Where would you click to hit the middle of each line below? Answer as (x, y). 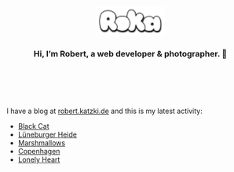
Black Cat (33, 126)
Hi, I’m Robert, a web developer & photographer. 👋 (130, 53)
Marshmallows (42, 143)
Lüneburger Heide (47, 135)
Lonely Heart (39, 159)
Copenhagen (39, 152)
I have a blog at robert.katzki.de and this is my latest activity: (104, 111)
